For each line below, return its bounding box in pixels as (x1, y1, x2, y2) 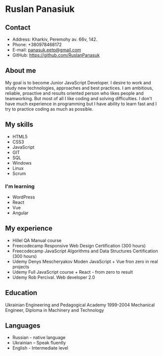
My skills (5, 120, 34, 129)
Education (5, 289, 38, 297)
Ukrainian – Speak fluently (12, 340, 66, 346)
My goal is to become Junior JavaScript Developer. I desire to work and (5, 79, 151, 85)
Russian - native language (12, 335, 66, 341)
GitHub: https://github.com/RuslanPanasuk (12, 52, 100, 58)
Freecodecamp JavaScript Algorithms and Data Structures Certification (12, 248, 158, 254)
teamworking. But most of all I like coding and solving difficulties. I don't (5, 95, 152, 101)
